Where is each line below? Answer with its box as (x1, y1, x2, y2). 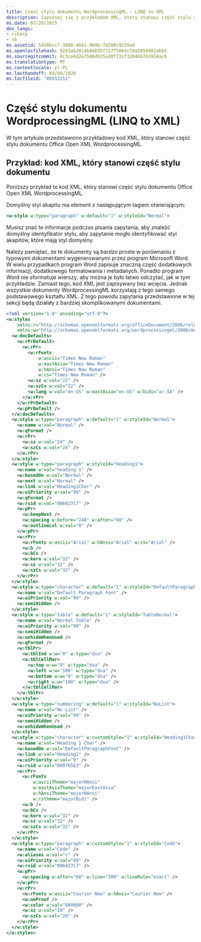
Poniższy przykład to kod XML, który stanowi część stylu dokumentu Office (6, 183, 193, 190)
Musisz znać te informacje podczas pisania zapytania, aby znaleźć (6, 223, 170, 231)
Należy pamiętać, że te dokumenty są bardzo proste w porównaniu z (6, 248, 176, 255)
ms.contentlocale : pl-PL (6, 64, 68, 71)
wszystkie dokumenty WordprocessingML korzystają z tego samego (6, 286, 175, 293)
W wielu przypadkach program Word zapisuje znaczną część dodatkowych (6, 260, 192, 268)
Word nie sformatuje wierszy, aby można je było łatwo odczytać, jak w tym (6, 274, 190, 281)
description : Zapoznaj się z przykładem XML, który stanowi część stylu (6, 14, 191, 20)
